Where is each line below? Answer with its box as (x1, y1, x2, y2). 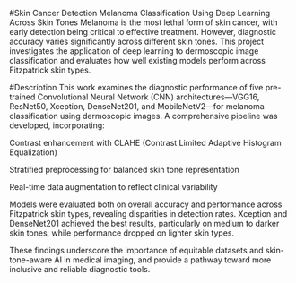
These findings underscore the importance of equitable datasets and (9, 245, 264, 255)
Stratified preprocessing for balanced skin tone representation (9, 165, 239, 175)
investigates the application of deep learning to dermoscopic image (9, 46, 259, 56)
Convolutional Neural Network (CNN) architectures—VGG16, (37, 91, 260, 102)
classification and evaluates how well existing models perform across (9, 56, 266, 65)
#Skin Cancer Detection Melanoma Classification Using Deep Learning (9, 8, 271, 18)
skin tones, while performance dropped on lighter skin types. (9, 227, 235, 238)
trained (9, 91, 36, 102)
